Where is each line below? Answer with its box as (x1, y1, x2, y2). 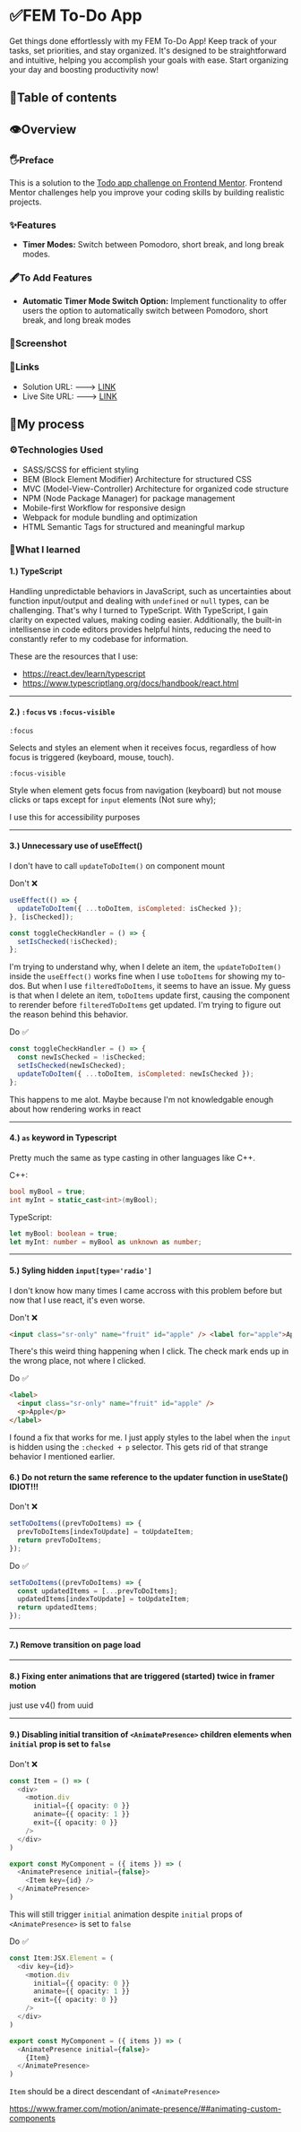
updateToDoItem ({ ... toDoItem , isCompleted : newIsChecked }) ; (17, 1069, 254, 1079)
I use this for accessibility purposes (9, 811, 141, 822)
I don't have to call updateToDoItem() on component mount (9, 861, 226, 871)
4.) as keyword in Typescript (9, 1132, 117, 1143)
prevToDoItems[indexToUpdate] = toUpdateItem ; (17, 1528, 194, 1537)
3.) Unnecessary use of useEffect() (9, 840, 143, 852)
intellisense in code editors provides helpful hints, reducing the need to (9, 624, 271, 635)
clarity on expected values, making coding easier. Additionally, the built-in (9, 614, 282, 625)
